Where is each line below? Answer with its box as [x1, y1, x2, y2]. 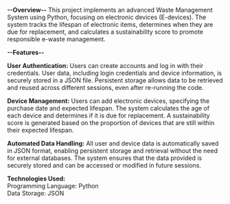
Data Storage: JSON [7, 189, 65, 197]
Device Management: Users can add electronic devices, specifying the [7, 97, 210, 105]
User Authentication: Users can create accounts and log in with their [7, 62, 204, 69]
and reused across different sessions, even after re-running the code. [7, 84, 204, 91]
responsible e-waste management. [7, 35, 106, 43]
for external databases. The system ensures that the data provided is [7, 154, 203, 162]
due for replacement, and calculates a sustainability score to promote [7, 27, 204, 36]
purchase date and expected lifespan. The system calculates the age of [7, 104, 210, 112]
